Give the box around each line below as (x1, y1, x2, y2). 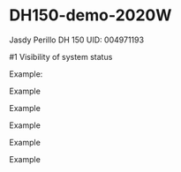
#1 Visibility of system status (9, 51, 113, 62)
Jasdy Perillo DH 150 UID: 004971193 (9, 34, 144, 45)
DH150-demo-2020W (9, 5, 172, 26)
